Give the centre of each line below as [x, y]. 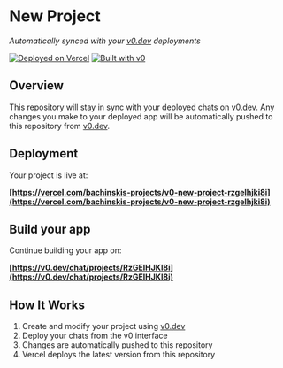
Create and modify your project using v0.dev [103, 326]
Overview [37, 86]
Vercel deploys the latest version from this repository [119, 355]
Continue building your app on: [65, 250]
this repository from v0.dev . [60, 126]
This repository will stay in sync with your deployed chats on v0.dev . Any [142, 107]
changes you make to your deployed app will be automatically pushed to [141, 116]
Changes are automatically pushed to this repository [117, 345]
